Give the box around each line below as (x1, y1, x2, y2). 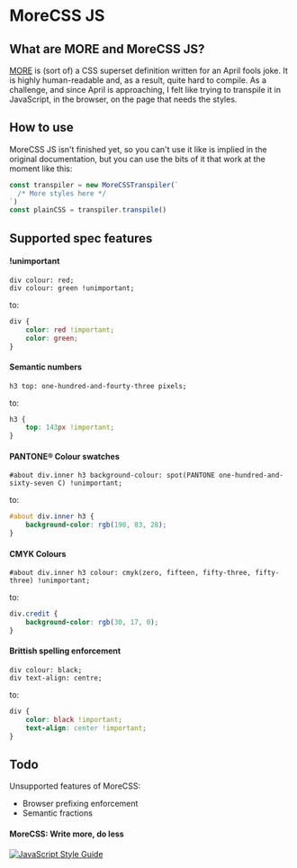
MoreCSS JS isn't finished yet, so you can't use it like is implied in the (9, 143, 267, 154)
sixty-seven (9, 479, 54, 488)
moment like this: (9, 163, 73, 174)
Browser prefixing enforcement (22, 799, 139, 809)
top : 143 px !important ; (25, 423, 115, 433)
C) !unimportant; (57, 479, 123, 488)
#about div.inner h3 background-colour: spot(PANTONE (9, 471, 216, 480)
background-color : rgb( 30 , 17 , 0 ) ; (25, 618, 159, 627)
